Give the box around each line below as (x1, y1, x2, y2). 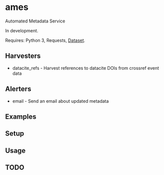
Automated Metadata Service (5, 18, 66, 24)
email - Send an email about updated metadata (12, 98, 109, 104)
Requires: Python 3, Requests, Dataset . (5, 37, 86, 43)
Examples (5, 112, 36, 121)
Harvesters (5, 52, 41, 60)
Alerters (5, 85, 31, 93)
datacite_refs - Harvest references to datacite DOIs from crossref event (12, 65, 160, 71)
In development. (5, 27, 38, 33)
